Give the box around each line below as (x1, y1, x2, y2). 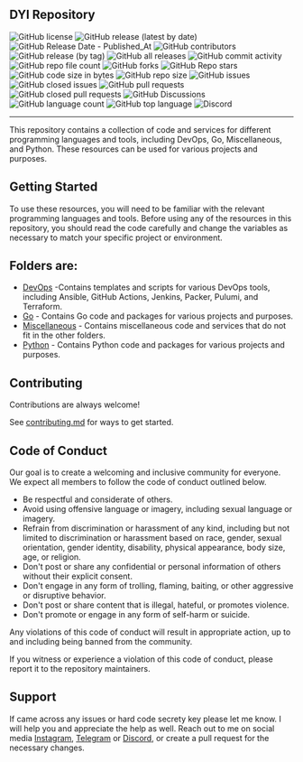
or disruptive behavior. (22, 590, 106, 601)
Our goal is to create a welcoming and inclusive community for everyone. (9, 467, 281, 478)
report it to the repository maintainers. (9, 664, 151, 674)
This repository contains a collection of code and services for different (9, 124, 271, 135)
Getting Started (9, 180, 98, 195)
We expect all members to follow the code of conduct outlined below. (9, 477, 268, 488)
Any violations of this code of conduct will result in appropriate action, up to (9, 627, 291, 637)
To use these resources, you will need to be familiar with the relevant (9, 203, 265, 214)
